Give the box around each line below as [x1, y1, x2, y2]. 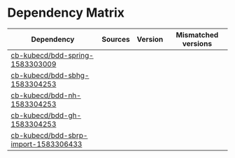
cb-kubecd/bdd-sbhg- [10, 70, 90, 80]
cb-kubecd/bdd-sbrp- [10, 130, 88, 140]
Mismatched [176, 30, 219, 40]
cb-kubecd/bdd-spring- [10, 50, 94, 60]
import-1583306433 [10, 139, 83, 149]
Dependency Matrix [7, 5, 124, 21]
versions [182, 38, 212, 48]
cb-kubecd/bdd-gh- [10, 110, 82, 120]
